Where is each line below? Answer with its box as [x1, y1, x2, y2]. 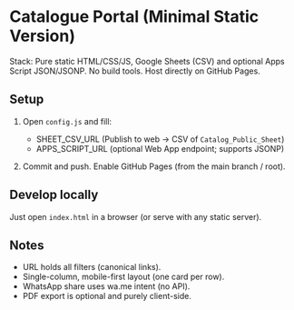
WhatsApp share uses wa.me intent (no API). [22, 281, 191, 292]
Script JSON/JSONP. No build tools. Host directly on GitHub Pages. [9, 65, 260, 76]
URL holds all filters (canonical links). [22, 262, 162, 273]
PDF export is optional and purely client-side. [22, 291, 192, 302]
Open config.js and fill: [22, 115, 112, 126]
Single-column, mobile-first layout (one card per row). [22, 271, 225, 283]
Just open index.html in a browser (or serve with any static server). [9, 211, 262, 222]
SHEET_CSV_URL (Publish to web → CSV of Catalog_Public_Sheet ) [35, 134, 285, 145]
